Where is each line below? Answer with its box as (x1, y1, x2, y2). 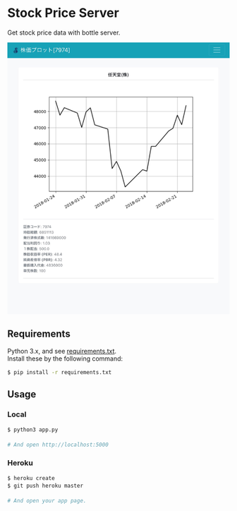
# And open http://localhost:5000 (7, 441, 109, 449)
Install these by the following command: (7, 354, 123, 363)
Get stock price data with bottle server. (7, 28, 121, 37)
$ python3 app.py (7, 426, 59, 433)
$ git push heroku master (7, 482, 83, 490)
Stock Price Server (7, 5, 120, 21)
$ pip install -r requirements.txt (7, 368, 112, 375)
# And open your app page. (7, 497, 87, 504)
